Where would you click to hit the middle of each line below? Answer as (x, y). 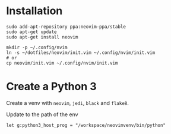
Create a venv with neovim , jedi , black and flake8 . (67, 103)
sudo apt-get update (32, 32)
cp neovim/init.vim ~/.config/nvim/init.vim (62, 63)
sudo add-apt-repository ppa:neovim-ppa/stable (66, 27)
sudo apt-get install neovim (42, 37)
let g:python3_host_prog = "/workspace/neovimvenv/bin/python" (86, 125)
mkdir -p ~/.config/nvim (37, 47)
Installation (34, 11)
